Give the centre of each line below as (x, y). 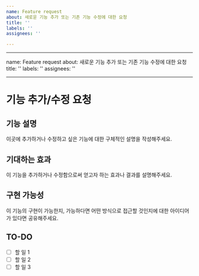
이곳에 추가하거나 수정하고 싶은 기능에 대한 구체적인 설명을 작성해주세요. (89, 139)
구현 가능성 (25, 195)
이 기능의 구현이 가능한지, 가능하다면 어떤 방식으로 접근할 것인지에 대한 (87, 210)
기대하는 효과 (29, 160)
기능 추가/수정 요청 (49, 100)
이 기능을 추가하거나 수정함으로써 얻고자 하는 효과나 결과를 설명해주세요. (89, 175)
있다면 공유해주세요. (35, 218)
